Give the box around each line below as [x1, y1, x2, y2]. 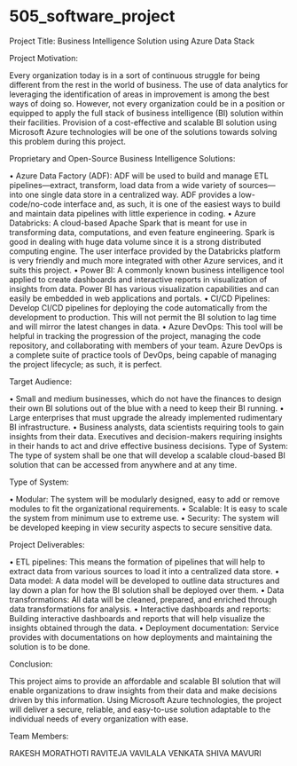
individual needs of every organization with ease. [9, 713, 189, 724]
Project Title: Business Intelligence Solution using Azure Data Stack [9, 36, 255, 46]
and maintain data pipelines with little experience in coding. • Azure [9, 208, 256, 218]
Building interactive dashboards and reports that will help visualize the [9, 612, 266, 623]
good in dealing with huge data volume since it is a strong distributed [9, 236, 262, 247]
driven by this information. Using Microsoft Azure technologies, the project [9, 694, 282, 705]
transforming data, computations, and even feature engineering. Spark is [9, 226, 275, 237]
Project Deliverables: [9, 539, 85, 549]
